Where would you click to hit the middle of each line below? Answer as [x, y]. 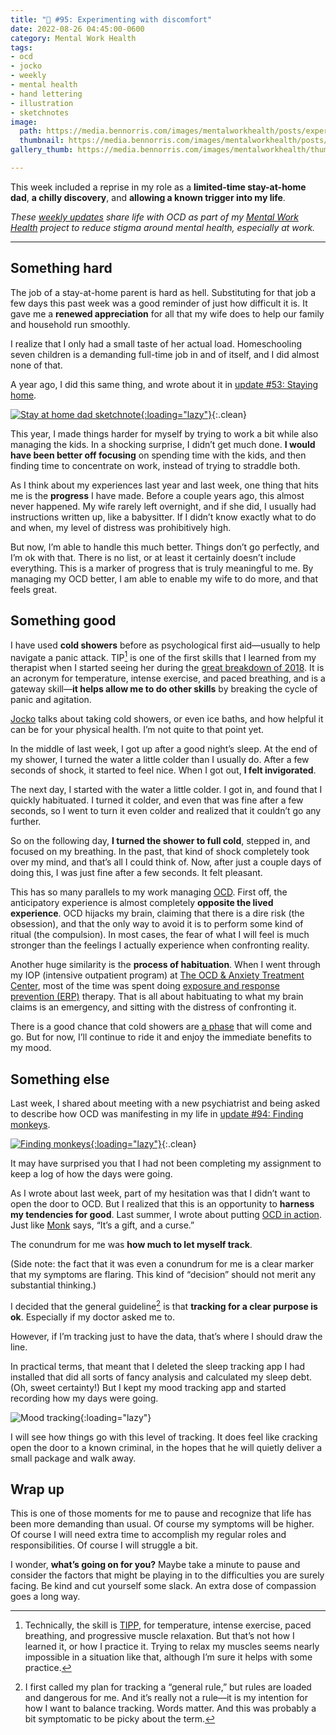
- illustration [42, 103]
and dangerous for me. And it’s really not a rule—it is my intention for [166, 1698]
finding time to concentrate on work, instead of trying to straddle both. [155, 465]
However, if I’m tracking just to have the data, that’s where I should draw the [166, 1336]
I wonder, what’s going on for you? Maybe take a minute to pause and [155, 1565]
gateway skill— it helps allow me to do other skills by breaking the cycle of [164, 689]
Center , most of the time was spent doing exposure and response [145, 986]
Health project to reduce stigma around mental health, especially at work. [163, 227]
